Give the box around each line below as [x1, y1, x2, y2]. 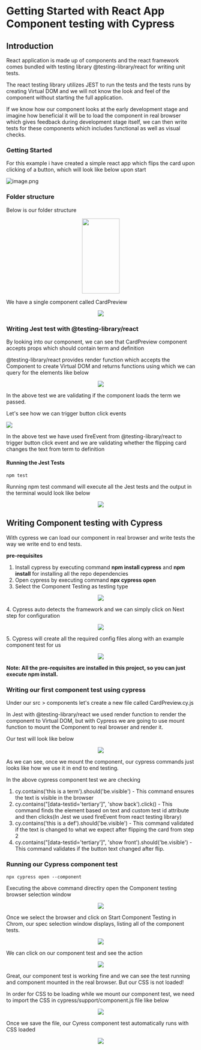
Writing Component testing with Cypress [6, 518, 163, 528]
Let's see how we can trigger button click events [6, 409, 127, 417]
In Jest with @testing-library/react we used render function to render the [6, 711, 186, 718]
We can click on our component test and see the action [6, 949, 143, 956]
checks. [6, 131, 26, 138]
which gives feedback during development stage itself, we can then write [6, 118, 187, 125]
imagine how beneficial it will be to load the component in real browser [6, 112, 181, 119]
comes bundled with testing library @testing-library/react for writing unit [6, 63, 185, 70]
